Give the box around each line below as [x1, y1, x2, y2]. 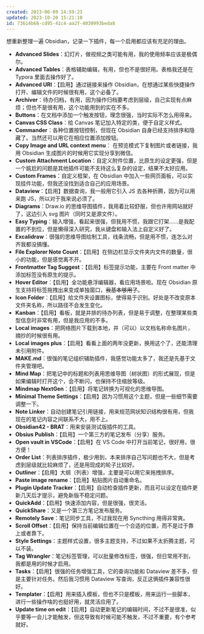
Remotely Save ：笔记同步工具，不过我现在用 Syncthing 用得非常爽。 [15, 515, 189, 522]
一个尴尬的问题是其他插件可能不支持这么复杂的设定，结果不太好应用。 [15, 165, 191, 172]
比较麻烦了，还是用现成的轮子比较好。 [41, 461, 138, 469]
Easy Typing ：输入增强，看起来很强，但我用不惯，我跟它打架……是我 [15, 218, 189, 225]
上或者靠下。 [15, 530, 47, 537]
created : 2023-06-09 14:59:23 [6, 9, 83, 15]
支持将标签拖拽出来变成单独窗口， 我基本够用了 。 [20, 287, 143, 294]
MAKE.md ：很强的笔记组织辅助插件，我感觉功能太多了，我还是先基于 [15, 355, 191, 362]
